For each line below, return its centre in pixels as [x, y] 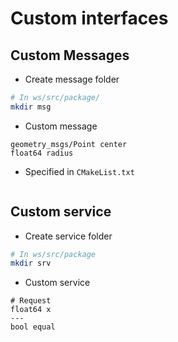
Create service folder [68, 236]
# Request [31, 301]
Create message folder [72, 79]
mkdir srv [31, 263]
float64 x [31, 310]
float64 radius [42, 153]
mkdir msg [31, 107]
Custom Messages [70, 55]
